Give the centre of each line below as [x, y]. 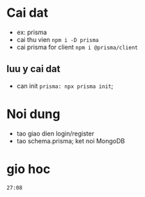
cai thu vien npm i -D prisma [58, 39]
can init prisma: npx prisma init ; [65, 86]
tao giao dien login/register [55, 133]
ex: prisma [32, 32]
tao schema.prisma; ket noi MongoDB [71, 140]
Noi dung [33, 114]
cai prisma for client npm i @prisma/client [77, 47]
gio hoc [29, 169]
